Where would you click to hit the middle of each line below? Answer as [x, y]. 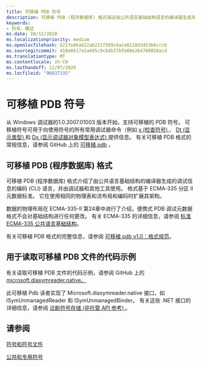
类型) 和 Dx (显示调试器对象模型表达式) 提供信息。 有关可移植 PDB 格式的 [101, 137]
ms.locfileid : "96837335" [38, 73]
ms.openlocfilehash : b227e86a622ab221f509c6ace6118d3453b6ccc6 [87, 46]
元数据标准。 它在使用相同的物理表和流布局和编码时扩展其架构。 [86, 196]
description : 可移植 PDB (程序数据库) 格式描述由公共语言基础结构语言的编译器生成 [99, 17]
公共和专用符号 [25, 356]
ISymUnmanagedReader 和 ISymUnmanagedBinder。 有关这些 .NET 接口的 [99, 300]
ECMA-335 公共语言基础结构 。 [44, 223]
